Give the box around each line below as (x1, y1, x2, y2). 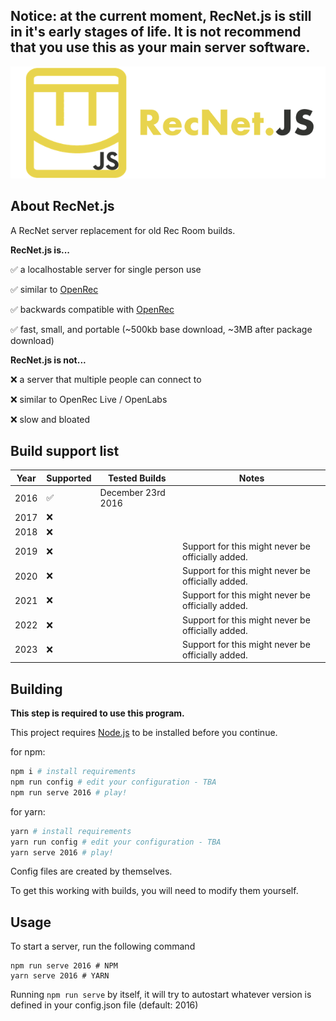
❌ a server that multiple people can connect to (10, 373, 202, 385)
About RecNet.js (10, 198, 115, 215)
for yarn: (10, 805, 46, 818)
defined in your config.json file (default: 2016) (10, 999, 199, 1011)
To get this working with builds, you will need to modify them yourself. (10, 885, 299, 897)
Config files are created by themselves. (10, 865, 173, 878)
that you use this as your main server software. (10, 39, 311, 56)
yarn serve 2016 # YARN (10, 971, 110, 981)
